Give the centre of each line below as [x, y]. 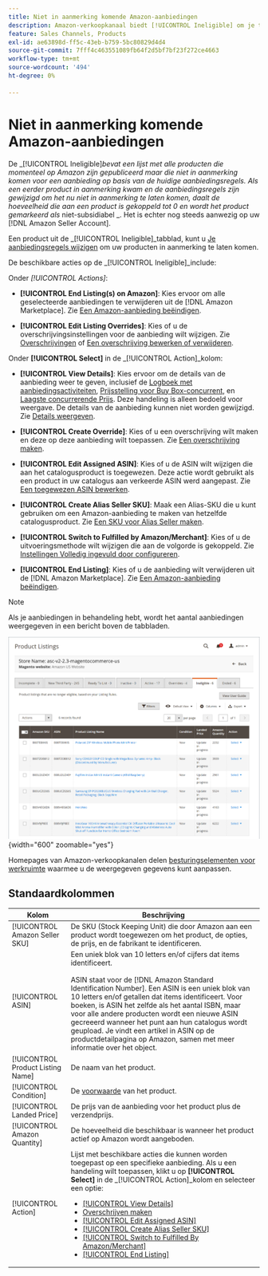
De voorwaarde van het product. [124, 1091]
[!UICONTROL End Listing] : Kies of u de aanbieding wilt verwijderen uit [137, 569]
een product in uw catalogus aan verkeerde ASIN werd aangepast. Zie [135, 480]
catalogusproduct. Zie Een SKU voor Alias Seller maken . [112, 522]
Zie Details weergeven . [57, 415]
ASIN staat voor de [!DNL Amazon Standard [142, 980]
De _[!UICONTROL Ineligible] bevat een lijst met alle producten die [116, 163]
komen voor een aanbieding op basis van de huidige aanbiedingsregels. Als [133, 180]
